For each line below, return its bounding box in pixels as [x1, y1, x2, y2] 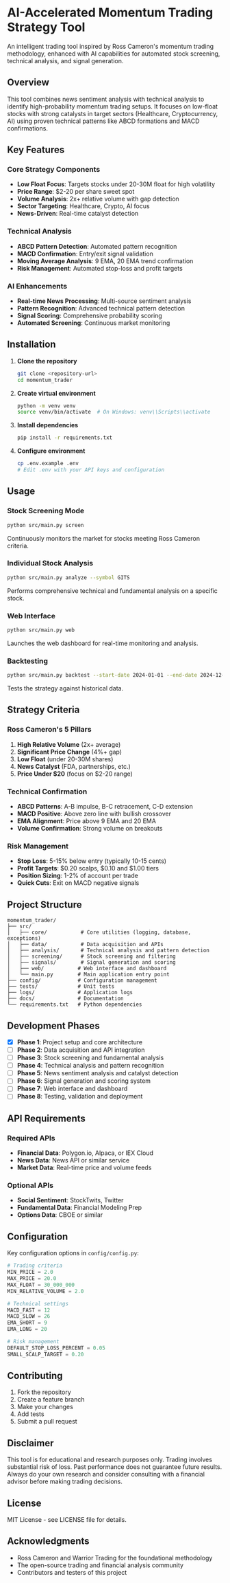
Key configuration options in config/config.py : [7, 1249, 139, 1257]
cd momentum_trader [16, 377, 73, 383]
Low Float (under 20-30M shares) [16, 754, 114, 763]
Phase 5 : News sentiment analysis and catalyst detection [16, 1069, 179, 1077]
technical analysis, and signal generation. [7, 56, 124, 65]
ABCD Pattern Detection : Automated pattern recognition [16, 242, 177, 250]
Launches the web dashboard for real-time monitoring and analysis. [7, 639, 199, 647]
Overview [7, 77, 50, 89]
